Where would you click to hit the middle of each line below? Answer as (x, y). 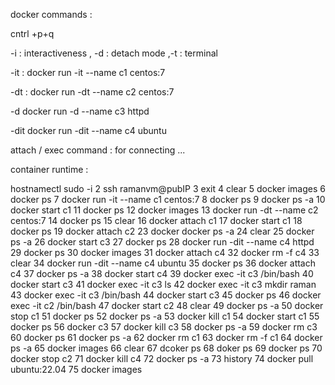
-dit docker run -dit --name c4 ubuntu (88, 130)
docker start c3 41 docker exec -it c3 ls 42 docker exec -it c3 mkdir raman (163, 284)
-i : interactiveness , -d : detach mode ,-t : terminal (114, 53)
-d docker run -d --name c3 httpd (80, 111)
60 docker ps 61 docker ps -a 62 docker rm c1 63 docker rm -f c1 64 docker (166, 337)
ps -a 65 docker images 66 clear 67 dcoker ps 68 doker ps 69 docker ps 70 (166, 348)
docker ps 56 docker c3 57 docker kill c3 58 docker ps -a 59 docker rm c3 (164, 327)
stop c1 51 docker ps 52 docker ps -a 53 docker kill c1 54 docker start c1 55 (165, 316)
